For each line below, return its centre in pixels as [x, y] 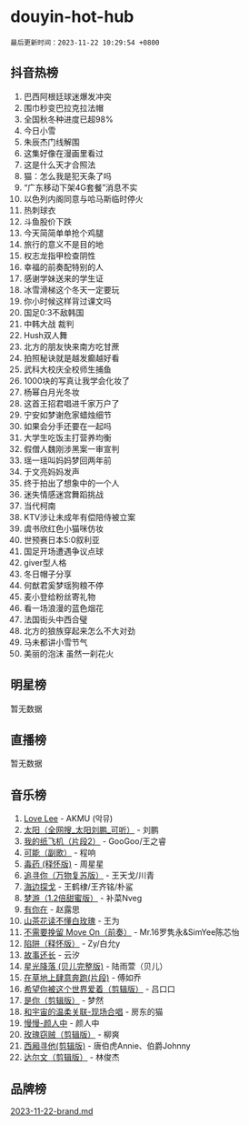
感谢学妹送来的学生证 [63, 278]
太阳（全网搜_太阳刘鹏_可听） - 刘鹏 [91, 830]
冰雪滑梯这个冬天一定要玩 [71, 289]
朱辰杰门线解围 [51, 142]
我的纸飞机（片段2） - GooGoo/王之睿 [95, 841]
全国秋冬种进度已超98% [68, 119]
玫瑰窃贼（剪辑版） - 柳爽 [72, 1035]
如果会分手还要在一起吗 [67, 426]
